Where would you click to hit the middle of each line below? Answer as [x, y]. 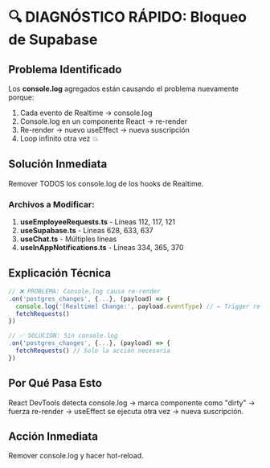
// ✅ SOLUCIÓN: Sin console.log [63, 336]
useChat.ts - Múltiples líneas [68, 239]
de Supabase [53, 40]
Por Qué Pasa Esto [55, 383]
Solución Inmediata [58, 164]
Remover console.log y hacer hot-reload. [76, 456]
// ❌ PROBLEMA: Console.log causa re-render [84, 291]
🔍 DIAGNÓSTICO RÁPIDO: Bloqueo [128, 17]
